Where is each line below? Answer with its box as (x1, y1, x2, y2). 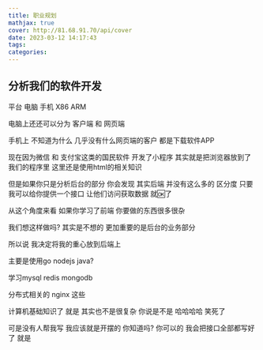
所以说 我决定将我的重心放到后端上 (8, 239, 121, 249)
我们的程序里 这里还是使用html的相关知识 (8, 162, 142, 171)
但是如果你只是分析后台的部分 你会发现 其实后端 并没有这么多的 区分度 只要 (8, 179, 254, 188)
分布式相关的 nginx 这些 (8, 289, 86, 299)
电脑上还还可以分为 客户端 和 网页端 (8, 119, 125, 128)
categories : (8, 48, 47, 56)
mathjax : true (8, 19, 55, 27)
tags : (8, 41, 26, 49)
